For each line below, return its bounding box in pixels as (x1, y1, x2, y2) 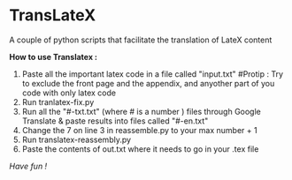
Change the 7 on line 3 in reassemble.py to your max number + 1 (21, 124, 258, 135)
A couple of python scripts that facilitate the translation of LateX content (9, 34, 273, 45)
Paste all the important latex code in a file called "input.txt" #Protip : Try (21, 68, 284, 79)
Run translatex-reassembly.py (21, 134, 131, 145)
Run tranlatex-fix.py (21, 96, 95, 107)
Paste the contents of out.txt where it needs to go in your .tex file (21, 143, 259, 154)
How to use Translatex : (9, 51, 98, 62)
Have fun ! (9, 161, 48, 171)
